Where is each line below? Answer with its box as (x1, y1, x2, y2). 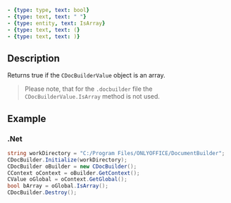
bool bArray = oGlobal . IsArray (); (7, 183, 109, 190)
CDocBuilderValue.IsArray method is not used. (24, 92, 161, 101)
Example (7, 113, 46, 125)
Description (7, 52, 60, 64)
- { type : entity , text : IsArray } (7, 20, 106, 27)
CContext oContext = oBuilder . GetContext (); (7, 169, 140, 176)
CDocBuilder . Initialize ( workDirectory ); (7, 156, 128, 164)
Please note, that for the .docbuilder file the (24, 85, 153, 93)
